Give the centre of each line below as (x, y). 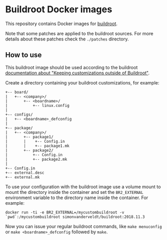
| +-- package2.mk (36, 159)
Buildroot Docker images (59, 9)
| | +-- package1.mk (38, 146)
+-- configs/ (19, 114)
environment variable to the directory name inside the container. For (77, 198)
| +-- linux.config (38, 105)
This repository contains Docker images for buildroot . (62, 24)
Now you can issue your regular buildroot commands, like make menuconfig (84, 226)
